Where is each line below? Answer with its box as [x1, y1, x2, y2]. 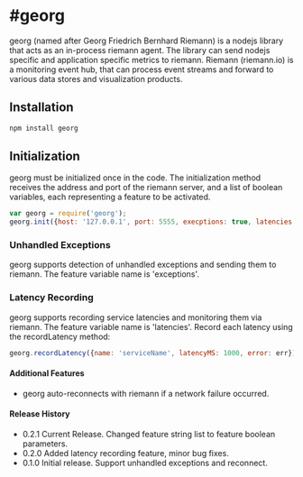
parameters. [22, 438, 69, 449]
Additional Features [9, 368, 85, 379]
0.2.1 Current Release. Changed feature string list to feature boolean [22, 429, 276, 440]
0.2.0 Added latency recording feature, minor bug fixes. [22, 448, 230, 459]
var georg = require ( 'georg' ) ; [9, 209, 127, 218]
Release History [9, 408, 70, 419]
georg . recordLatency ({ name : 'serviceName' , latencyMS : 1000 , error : [9, 348, 272, 357]
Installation [9, 100, 74, 115]
